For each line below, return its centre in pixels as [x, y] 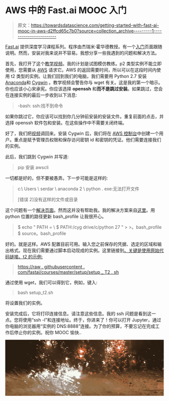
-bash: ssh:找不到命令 [40, 106]
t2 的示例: [33, 257]
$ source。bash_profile [42, 233]
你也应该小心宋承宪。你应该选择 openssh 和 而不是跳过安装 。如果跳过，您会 [84, 89]
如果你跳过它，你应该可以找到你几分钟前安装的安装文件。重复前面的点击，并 [84, 116]
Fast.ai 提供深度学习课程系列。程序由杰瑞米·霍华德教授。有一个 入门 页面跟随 [84, 46]
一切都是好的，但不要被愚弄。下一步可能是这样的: [57, 178]
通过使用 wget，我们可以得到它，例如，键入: [51, 282]
